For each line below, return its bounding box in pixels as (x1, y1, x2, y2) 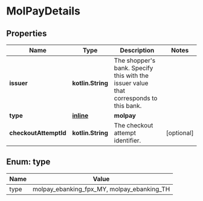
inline (72, 112, 89, 120)
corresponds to (114, 94, 158, 102)
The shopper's (114, 56, 156, 65)
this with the (114, 71, 149, 80)
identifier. (114, 136, 141, 144)
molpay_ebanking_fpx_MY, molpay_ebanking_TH (32, 185, 170, 193)
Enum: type (6, 157, 51, 167)
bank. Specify (114, 64, 153, 72)
